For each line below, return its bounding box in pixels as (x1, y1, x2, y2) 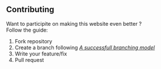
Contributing (6, 5, 54, 15)
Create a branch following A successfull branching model (14, 44, 155, 51)
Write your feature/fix (14, 50, 67, 57)
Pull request (14, 56, 44, 63)
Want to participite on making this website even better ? (6, 20, 142, 27)
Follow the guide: (6, 26, 49, 33)
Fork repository (14, 37, 53, 44)
